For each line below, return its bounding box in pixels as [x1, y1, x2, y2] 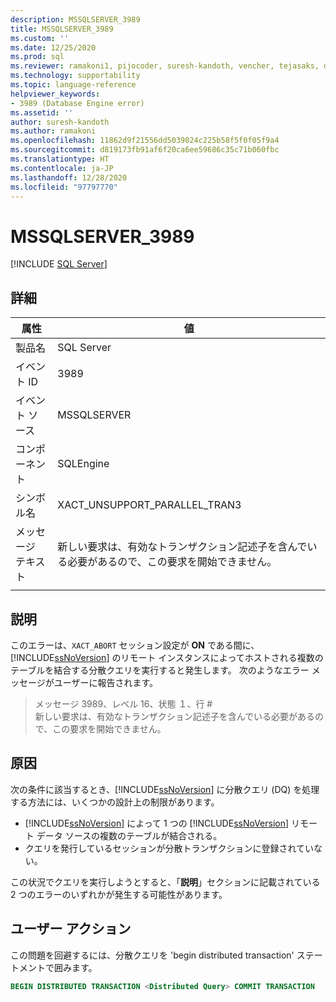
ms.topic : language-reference [10, 80, 137, 90]
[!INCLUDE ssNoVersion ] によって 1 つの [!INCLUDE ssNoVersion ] [24, 817, 290, 829]
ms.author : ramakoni [10, 126, 97, 136]
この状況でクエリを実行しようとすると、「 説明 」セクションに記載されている [10, 876, 321, 888]
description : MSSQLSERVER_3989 [10, 14, 141, 25]
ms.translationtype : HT [10, 154, 110, 164]
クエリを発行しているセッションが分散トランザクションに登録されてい [24, 842, 314, 854]
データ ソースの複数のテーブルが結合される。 [36, 829, 223, 841]
